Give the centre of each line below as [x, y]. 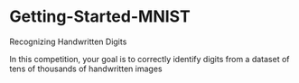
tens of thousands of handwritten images [86, 69]
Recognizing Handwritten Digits [68, 41]
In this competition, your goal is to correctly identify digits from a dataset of [149, 59]
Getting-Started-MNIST [100, 17]
